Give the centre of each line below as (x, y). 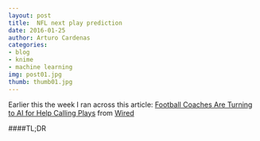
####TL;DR (27, 128)
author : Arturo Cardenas (49, 38)
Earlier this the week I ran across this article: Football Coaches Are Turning (130, 105)
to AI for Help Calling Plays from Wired (72, 112)
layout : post (30, 15)
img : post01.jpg (35, 74)
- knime (21, 60)
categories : (28, 45)
